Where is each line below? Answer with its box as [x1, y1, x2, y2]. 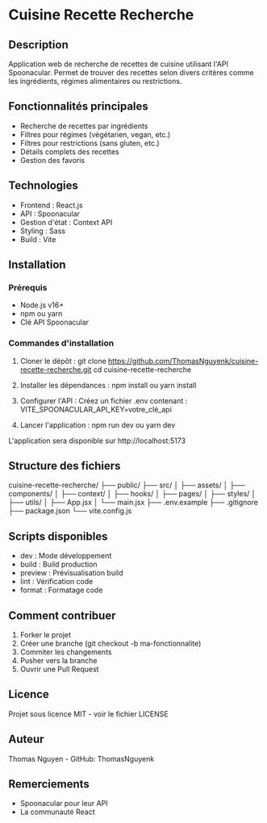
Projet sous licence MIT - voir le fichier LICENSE [8, 708, 169, 719]
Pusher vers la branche [19, 656, 98, 666]
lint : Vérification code [19, 577, 94, 587]
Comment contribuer [8, 608, 116, 622]
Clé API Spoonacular [19, 317, 90, 328]
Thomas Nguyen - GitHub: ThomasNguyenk [8, 754, 155, 763]
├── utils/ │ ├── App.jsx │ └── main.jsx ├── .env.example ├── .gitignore [8, 498, 258, 508]
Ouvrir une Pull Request [19, 664, 99, 675]
